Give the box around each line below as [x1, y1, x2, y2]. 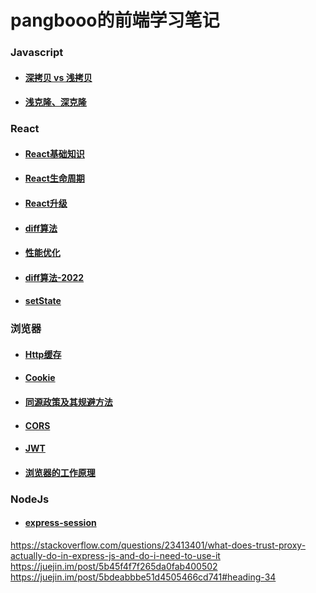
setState [24, 295, 62, 307]
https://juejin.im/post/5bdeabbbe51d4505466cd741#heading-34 [10, 571, 277, 583]
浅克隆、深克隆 [24, 96, 87, 108]
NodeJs [10, 492, 50, 506]
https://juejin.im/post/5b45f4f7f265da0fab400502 [10, 560, 218, 572]
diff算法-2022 [24, 271, 85, 283]
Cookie [24, 372, 56, 384]
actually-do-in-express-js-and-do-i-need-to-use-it [10, 549, 221, 561]
